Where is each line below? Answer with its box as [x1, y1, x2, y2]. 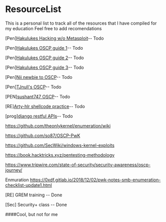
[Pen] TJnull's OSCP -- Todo [5, 84, 62, 90]
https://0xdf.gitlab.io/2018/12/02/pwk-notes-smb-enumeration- [30, 177, 161, 183]
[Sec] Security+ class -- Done [5, 201, 67, 207]
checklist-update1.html [5, 182, 52, 188]
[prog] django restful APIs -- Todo [5, 113, 73, 119]
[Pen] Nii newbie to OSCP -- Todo [5, 74, 73, 80]
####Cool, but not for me [5, 211, 58, 217]
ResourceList [5, 4, 62, 15]
